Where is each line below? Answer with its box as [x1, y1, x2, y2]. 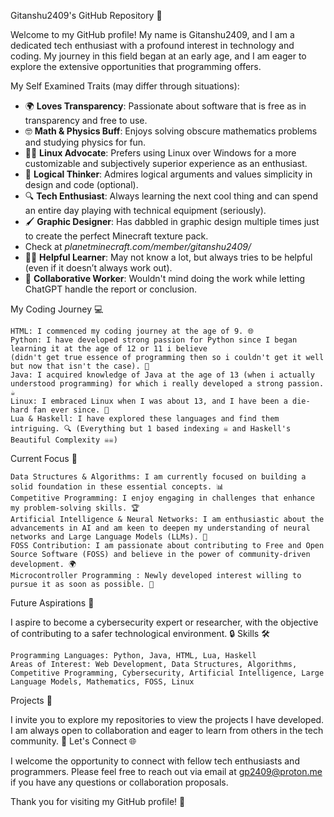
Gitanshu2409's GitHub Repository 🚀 [10, 10, 163, 21]
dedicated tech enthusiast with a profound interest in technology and [10, 40, 295, 51]
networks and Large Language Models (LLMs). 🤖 [10, 532, 208, 542]
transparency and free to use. [24, 115, 148, 126]
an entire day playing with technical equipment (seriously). [24, 205, 267, 216]
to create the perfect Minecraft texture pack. [24, 230, 209, 242]
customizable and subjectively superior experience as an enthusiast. [24, 158, 308, 169]
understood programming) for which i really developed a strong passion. [10, 379, 325, 389]
